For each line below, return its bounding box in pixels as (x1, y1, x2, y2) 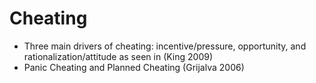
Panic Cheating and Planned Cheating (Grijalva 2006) (23, 61, 245, 73)
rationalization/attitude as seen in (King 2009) (23, 50, 214, 62)
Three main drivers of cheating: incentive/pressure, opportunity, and (23, 40, 307, 52)
